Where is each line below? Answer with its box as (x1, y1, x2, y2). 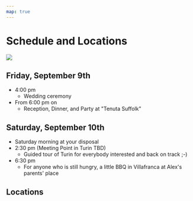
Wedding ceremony (23, 92, 72, 100)
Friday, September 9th (6, 71, 91, 81)
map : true (6, 8, 31, 15)
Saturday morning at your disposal (14, 138, 99, 145)
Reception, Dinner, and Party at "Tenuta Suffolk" (23, 105, 141, 113)
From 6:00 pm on (14, 99, 57, 106)
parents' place (23, 170, 59, 177)
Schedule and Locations (6, 34, 128, 47)
